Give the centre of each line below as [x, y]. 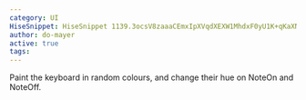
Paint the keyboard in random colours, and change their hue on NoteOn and [152, 77]
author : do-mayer [42, 35]
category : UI [34, 18]
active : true [34, 43]
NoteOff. [25, 87]
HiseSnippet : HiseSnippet [58, 26]
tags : [20, 52]
